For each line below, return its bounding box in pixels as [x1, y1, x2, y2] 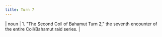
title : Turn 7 [5, 7, 35, 12]
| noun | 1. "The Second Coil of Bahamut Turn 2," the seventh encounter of [5, 21, 158, 27]
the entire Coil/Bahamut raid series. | [5, 26, 81, 32]
